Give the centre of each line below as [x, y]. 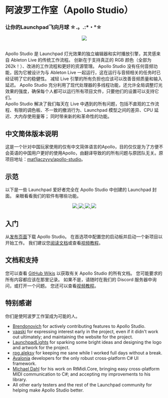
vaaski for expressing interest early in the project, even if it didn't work [85, 331]
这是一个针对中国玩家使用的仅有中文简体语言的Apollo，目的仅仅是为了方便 [82, 147]
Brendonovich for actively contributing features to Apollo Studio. [79, 326]
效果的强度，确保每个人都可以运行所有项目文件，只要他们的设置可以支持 [80, 91]
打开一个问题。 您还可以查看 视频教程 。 [58, 286]
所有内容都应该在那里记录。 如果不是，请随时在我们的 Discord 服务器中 [79, 279]
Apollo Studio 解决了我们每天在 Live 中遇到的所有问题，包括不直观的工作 [80, 104]
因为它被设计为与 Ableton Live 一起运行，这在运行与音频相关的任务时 [85, 73]
